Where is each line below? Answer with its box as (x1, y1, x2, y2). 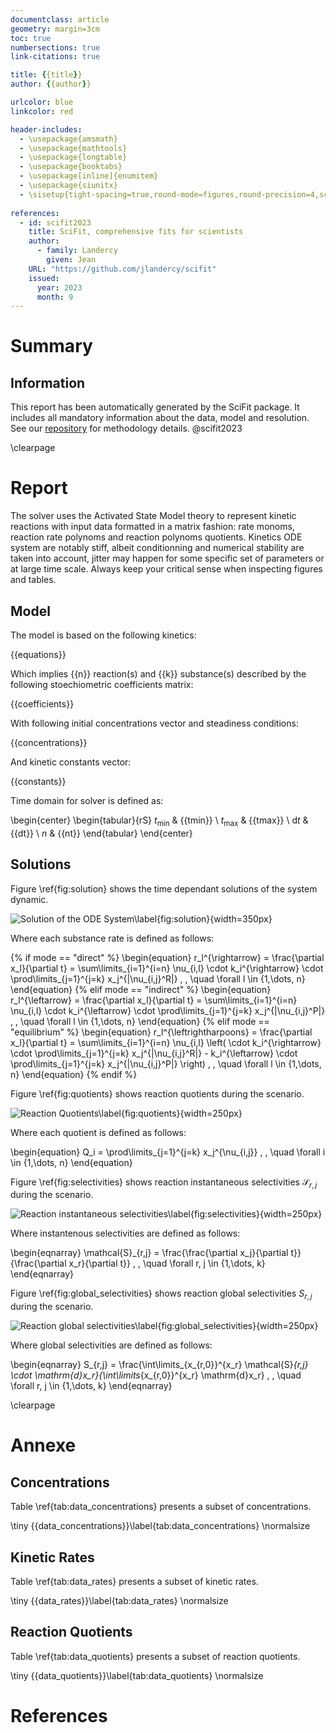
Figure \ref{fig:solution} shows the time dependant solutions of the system (10, 882, 318, 895)
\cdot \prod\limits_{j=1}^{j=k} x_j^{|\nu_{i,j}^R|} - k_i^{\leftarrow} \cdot (10, 1047, 298, 1059)
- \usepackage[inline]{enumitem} (19, 171, 159, 181)
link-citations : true (10, 52, 101, 62)
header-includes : (10, 124, 83, 135)
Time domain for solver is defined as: (10, 795, 164, 806)
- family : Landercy (36, 246, 118, 256)
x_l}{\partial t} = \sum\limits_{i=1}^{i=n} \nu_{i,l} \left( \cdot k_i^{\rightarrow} (10, 1036, 322, 1048)
